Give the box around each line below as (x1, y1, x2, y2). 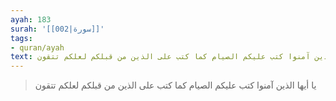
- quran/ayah (10, 42, 65, 53)
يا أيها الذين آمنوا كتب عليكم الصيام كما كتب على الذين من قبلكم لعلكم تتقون (34, 79, 317, 91)
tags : (10, 33, 33, 43)
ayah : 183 (10, 14, 52, 25)
